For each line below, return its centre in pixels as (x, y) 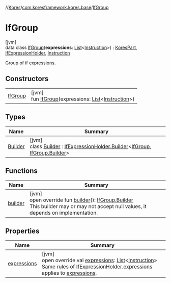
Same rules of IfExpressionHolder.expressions (97, 267)
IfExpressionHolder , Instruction (38, 53)
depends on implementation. (64, 213)
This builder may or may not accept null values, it (88, 207)
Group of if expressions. (31, 63)
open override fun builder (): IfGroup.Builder (81, 200)
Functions (22, 171)
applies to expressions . (69, 273)
